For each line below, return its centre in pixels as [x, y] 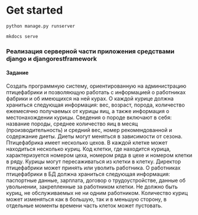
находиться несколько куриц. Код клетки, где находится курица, [89, 149]
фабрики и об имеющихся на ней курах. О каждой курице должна [90, 99]
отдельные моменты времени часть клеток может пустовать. [84, 206]
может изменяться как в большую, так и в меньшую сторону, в [86, 200]
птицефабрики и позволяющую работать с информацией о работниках [96, 92]
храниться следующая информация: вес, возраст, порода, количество [95, 105]
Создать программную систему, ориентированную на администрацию [96, 86]
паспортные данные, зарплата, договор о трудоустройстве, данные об [96, 181]
